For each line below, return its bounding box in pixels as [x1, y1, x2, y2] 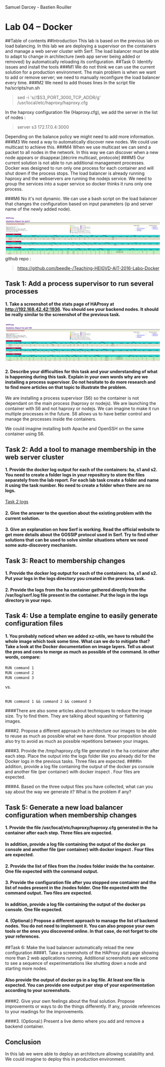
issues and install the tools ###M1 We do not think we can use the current [5, 64, 155, 70]
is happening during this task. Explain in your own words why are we [5, 373, 148, 379]
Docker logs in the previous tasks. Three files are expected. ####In [5, 758, 142, 764]
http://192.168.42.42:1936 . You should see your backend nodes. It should [5, 306, 159, 312]
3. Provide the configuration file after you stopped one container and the [5, 880, 157, 885]
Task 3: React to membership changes [5, 556, 126, 565]
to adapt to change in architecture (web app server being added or [5, 53, 140, 59]
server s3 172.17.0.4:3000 [17, 124, 69, 130]
